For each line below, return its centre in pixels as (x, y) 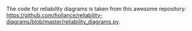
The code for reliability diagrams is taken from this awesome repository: (96, 9)
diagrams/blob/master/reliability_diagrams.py (63, 22)
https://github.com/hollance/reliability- (54, 15)
